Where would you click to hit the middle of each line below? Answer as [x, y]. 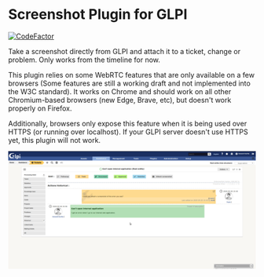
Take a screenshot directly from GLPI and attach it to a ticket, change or [125, 51]
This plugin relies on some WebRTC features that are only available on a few [132, 75]
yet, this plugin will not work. [54, 140]
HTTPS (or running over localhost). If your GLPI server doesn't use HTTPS [128, 132]
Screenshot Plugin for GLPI [98, 15]
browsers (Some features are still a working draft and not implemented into [130, 83]
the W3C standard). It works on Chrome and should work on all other [120, 91]
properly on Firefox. [40, 108]
